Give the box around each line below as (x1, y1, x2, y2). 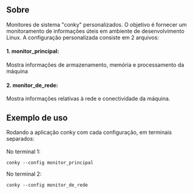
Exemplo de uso (6, 112, 68, 123)
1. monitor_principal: (6, 48, 59, 55)
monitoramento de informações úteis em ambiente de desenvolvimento (6, 27, 185, 35)
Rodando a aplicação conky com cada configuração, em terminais (6, 129, 172, 136)
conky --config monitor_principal (6, 160, 94, 166)
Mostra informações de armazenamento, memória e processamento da (6, 61, 185, 69)
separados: (6, 135, 35, 142)
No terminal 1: (6, 148, 41, 155)
